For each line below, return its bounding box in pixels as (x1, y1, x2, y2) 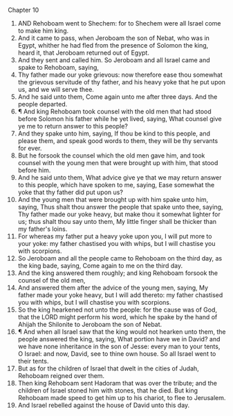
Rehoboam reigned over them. (17, 372, 105, 379)
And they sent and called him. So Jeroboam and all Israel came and (17, 56, 210, 64)
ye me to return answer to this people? (17, 122, 129, 130)
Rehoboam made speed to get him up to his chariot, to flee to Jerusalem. (17, 394, 226, 401)
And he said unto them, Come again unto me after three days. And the (17, 93, 218, 101)
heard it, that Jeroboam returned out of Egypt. (17, 48, 149, 57)
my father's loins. (17, 225, 68, 233)
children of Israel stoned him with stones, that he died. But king (17, 386, 198, 395)
